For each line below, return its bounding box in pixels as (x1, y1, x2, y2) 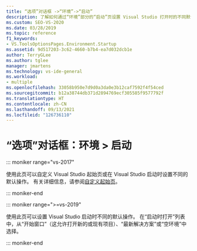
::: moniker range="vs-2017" (6, 159, 74, 166)
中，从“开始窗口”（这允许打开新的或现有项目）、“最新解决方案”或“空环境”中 (6, 221, 186, 228)
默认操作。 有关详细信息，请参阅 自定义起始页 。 (6, 178, 121, 185)
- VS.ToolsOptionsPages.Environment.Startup (6, 42, 117, 47)
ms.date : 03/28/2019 (6, 25, 57, 31)
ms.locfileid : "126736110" (6, 112, 72, 118)
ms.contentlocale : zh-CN (6, 101, 67, 107)
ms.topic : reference (6, 30, 57, 36)
